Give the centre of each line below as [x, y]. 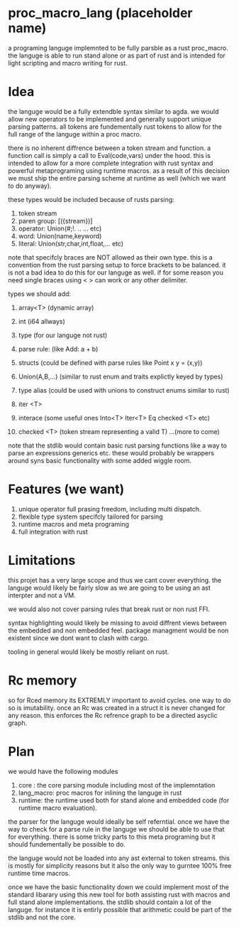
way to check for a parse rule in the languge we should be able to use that [116, 829]
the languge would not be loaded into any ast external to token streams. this [119, 858]
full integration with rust [53, 531]
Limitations [42, 561]
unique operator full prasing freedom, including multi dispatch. [110, 509]
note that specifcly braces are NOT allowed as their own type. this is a [110, 257]
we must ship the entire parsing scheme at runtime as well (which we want [117, 178]
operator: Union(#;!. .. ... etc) [60, 228]
